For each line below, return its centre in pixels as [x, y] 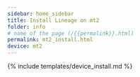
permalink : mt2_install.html [50, 40]
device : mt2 [25, 46]
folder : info [27, 27]
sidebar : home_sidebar [41, 14]
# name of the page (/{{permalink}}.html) [71, 33]
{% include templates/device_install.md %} [70, 66]
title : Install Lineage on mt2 [53, 20]
